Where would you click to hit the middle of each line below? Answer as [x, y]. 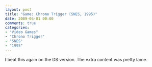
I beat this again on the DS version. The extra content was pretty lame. [76, 59]
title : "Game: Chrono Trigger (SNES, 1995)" [51, 14]
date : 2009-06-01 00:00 [29, 18]
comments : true [21, 23]
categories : [17, 28]
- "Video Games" [22, 32]
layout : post [18, 9]
